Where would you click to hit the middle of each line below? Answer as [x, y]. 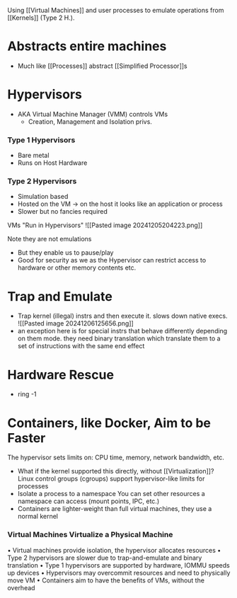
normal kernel [38, 517]
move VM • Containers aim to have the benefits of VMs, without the [106, 580]
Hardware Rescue [61, 375]
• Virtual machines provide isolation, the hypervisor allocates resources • [114, 550]
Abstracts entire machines [87, 46]
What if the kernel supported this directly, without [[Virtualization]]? [116, 471]
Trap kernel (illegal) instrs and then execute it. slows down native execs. [122, 316]
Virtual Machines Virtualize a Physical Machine [90, 535]
